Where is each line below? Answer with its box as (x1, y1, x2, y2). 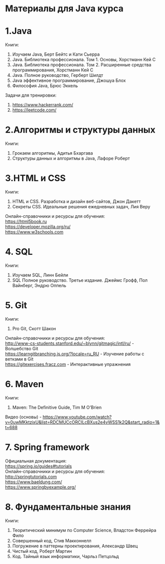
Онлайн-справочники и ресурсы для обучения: (5, 468, 105, 474)
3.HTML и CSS (5, 173, 66, 184)
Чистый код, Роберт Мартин (12, 548, 72, 554)
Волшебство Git (5, 345, 38, 351)
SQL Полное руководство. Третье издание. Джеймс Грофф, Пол (12, 277, 148, 283)
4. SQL (5, 246, 33, 258)
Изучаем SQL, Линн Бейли (12, 272, 68, 278)
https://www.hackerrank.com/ (12, 102, 73, 108)
